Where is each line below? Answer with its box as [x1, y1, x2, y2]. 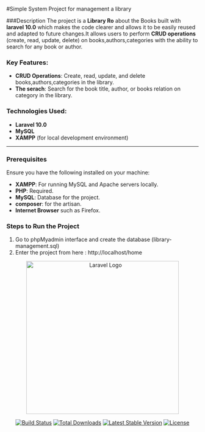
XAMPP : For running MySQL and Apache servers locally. [15, 181, 159, 188]
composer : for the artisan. [15, 200, 82, 207]
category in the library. [15, 92, 73, 99]
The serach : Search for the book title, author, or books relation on [15, 85, 181, 92]
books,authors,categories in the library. [15, 79, 115, 86]
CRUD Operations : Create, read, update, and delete [15, 72, 145, 80]
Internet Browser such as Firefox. [15, 206, 101, 214]
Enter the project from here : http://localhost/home [15, 249, 142, 256]
